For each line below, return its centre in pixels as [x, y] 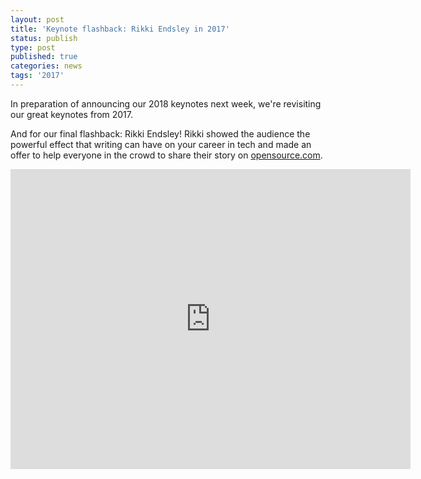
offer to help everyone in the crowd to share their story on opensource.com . [166, 155]
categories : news [46, 66]
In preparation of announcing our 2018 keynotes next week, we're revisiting [166, 103]
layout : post [37, 19]
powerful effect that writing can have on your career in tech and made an [161, 144]
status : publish [44, 38]
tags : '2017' [37, 76]
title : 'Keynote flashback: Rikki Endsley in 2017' [120, 29]
